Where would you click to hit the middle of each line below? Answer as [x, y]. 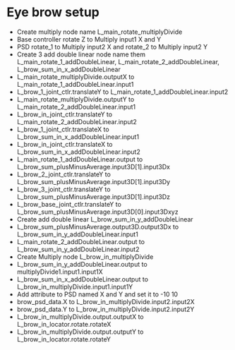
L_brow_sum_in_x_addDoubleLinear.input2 [78, 152]
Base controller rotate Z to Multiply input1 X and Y [89, 39]
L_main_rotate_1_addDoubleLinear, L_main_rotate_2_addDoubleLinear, [118, 61]
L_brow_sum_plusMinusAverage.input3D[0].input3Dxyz [97, 212]
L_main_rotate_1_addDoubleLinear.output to [80, 159]
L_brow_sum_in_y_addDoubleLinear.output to [82, 264]
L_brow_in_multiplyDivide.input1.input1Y [75, 286]
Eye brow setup [53, 12]
